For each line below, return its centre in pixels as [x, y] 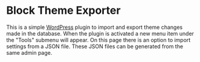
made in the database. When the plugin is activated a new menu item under [100, 33]
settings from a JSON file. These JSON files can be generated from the [95, 46]
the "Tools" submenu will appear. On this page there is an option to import [98, 40]
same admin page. [29, 52]
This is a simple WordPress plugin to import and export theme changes [95, 27]
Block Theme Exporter [63, 11]
